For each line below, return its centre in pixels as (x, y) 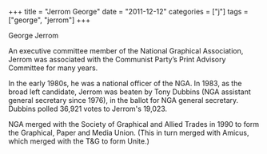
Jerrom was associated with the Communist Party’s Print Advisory (117, 59)
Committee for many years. (53, 68)
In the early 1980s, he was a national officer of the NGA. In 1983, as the (125, 83)
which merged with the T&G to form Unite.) (79, 141)
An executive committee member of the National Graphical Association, (126, 51)
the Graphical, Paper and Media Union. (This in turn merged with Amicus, (129, 132)
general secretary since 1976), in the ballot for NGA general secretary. (124, 100)
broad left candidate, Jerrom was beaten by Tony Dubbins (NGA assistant (130, 92)
